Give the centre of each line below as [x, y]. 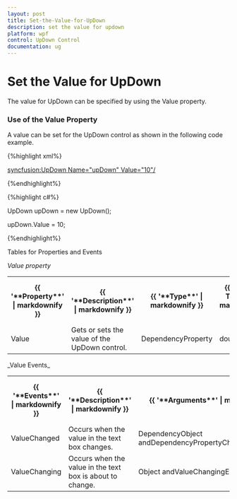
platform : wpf [28, 34]
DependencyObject [171, 434]
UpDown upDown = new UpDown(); [59, 211]
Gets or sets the [97, 330]
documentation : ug [34, 47]
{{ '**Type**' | [177, 296]
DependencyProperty [177, 339]
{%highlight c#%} [33, 197]
